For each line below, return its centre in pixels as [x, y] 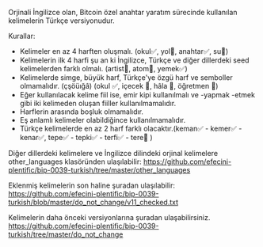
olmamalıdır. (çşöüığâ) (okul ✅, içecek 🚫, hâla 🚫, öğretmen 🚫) [119, 86]
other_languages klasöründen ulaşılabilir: [75, 161]
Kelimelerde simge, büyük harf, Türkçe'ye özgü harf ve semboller [126, 78]
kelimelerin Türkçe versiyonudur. [61, 21]
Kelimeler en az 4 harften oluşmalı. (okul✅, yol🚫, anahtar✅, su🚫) [124, 51]
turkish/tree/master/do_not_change [66, 234]
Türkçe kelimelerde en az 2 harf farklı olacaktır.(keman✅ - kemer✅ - [131, 128]
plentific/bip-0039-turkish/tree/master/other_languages [99, 170]
